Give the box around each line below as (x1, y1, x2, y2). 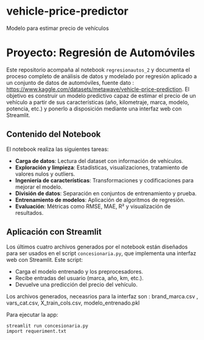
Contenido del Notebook (6, 129, 101, 140)
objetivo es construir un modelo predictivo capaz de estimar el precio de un (6, 92, 196, 99)
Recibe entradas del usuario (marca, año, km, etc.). (15, 274, 144, 281)
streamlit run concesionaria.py (6, 322, 88, 329)
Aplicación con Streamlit (6, 227, 102, 237)
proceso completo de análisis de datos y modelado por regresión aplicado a (6, 72, 197, 80)
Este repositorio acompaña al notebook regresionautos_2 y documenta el (6, 66, 191, 73)
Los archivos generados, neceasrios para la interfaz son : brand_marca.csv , (6, 292, 199, 300)
